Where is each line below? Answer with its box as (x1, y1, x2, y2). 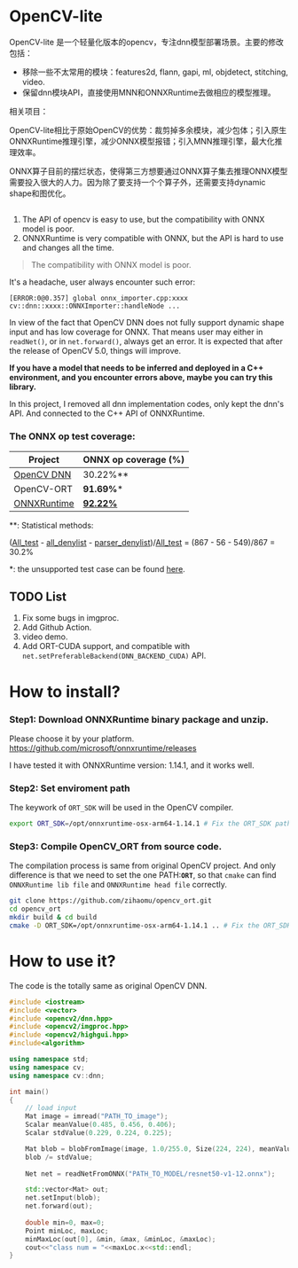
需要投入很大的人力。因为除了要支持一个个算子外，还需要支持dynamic (9, 176, 266, 187)
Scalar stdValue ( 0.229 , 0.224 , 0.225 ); (25, 1129, 173, 1138)
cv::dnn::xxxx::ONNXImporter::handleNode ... (9, 301, 180, 311)
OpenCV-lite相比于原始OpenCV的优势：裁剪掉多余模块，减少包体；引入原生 (9, 124, 287, 135)
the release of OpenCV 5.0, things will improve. (9, 346, 182, 356)
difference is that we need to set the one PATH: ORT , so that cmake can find (9, 870, 277, 881)
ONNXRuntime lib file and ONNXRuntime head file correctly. (9, 880, 228, 890)
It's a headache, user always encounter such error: (9, 277, 196, 287)
